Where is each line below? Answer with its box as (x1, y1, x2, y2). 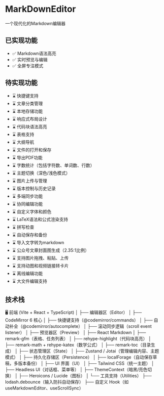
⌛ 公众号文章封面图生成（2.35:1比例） (12, 247, 90, 253)
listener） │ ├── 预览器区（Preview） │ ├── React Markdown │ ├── (5, 330, 146, 336)
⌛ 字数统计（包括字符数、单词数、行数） (12, 162, 95, 168)
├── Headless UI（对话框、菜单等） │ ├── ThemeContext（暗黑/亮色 (5, 367, 148, 373)
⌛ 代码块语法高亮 (12, 124, 47, 130)
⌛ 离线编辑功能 (12, 270, 43, 276)
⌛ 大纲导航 (12, 139, 34, 145)
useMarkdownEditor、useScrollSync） (5, 385, 84, 391)
